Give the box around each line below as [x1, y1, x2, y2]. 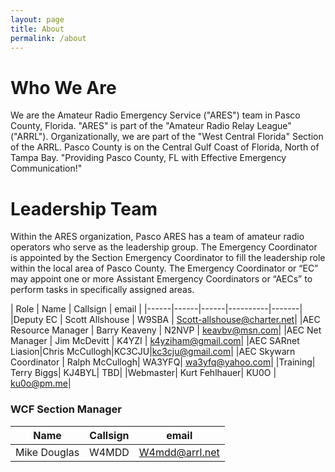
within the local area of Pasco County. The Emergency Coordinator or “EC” [10, 262, 319, 275]
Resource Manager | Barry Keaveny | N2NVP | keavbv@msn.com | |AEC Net [10, 324, 322, 336]
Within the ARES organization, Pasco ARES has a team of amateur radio [10, 231, 305, 243]
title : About [10, 24, 65, 34]
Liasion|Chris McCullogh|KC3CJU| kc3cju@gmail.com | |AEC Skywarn [10, 346, 296, 358]
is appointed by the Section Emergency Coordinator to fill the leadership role [10, 252, 326, 264]
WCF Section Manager [10, 402, 122, 416]
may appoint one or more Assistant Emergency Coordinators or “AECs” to [10, 273, 313, 285]
